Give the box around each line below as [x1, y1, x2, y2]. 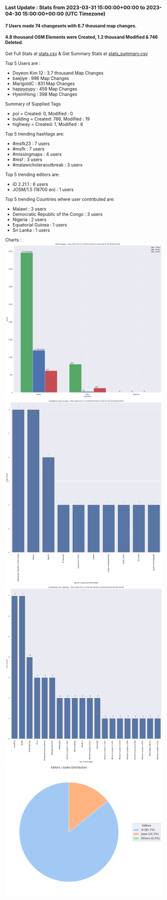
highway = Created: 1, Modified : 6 [12, 121, 83, 127]
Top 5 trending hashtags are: [5, 130, 65, 136]
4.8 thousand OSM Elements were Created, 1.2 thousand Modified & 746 [5, 34, 158, 40]
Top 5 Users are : [5, 60, 41, 66]
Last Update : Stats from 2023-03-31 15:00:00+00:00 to [5, 4, 146, 11]
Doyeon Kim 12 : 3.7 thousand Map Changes [12, 69, 104, 76]
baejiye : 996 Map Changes [12, 75, 69, 81]
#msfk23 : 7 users [12, 140, 50, 146]
